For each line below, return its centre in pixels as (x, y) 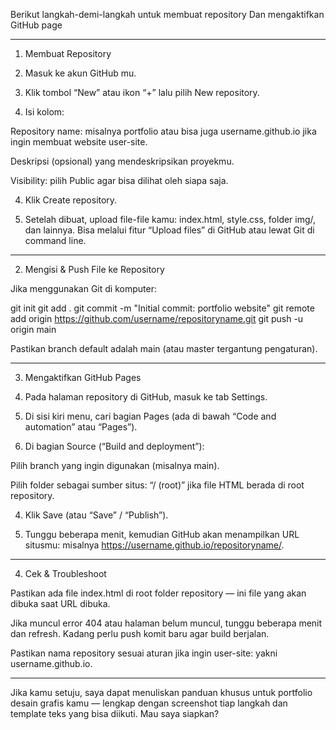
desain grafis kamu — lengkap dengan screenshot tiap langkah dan (149, 703)
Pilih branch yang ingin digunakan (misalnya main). (115, 465)
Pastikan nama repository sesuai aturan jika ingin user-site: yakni (144, 653)
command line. (55, 240)
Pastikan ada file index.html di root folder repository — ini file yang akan (158, 593)
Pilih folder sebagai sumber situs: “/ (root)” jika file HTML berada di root (157, 485)
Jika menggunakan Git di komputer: (83, 288)
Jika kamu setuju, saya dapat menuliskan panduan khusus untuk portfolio (161, 692)
